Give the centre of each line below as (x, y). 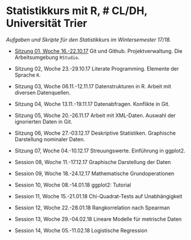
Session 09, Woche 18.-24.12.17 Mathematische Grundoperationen (94, 173)
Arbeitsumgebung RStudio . (47, 57)
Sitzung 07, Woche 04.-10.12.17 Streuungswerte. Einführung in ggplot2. (100, 151)
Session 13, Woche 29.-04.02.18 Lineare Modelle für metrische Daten (98, 219)
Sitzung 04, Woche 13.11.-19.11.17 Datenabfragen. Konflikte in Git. (92, 104)
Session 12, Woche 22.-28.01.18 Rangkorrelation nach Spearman (92, 208)
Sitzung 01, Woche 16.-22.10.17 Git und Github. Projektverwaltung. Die (98, 51)
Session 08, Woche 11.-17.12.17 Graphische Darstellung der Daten (93, 162)
